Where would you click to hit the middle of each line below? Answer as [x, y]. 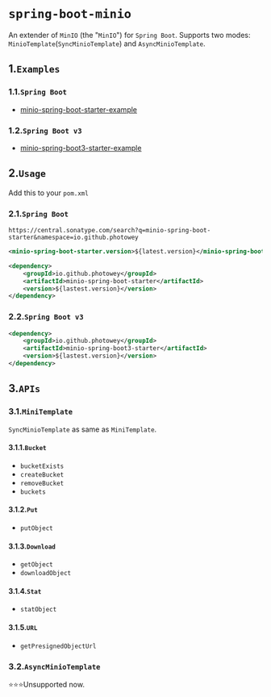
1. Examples [34, 69]
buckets [33, 492]
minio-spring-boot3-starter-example [81, 148]
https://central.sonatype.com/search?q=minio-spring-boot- [110, 231]
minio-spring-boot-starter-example [79, 109]
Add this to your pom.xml [48, 193]
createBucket [42, 474]
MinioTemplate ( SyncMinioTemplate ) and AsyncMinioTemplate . [107, 44]
